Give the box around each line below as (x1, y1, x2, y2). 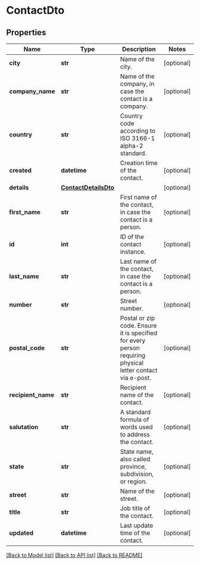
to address (120, 430, 150, 439)
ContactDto (6, 4, 65, 17)
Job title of (120, 504, 151, 512)
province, (120, 463, 147, 470)
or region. (120, 477, 148, 485)
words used (120, 423, 153, 431)
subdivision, (120, 470, 154, 478)
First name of (120, 193, 158, 201)
